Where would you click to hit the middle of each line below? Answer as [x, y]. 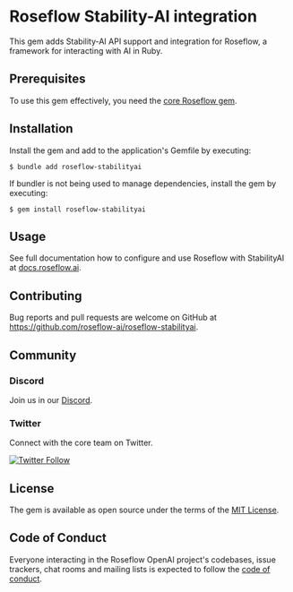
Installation [41, 129]
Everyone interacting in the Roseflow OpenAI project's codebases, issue [142, 559]
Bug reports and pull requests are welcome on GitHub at [113, 317]
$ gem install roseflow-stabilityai [78, 209]
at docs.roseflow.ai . [46, 268]
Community [43, 355]
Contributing [46, 296]
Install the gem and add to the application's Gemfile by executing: [130, 150]
